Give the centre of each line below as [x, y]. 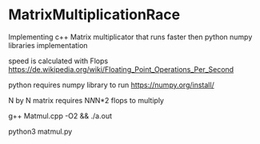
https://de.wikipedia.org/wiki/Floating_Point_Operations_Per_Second [121, 69]
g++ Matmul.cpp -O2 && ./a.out [60, 116]
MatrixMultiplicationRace [94, 15]
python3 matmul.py [40, 131]
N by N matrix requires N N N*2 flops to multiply [86, 100]
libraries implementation [48, 45]
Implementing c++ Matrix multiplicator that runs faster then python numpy [130, 37]
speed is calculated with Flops [58, 61]
